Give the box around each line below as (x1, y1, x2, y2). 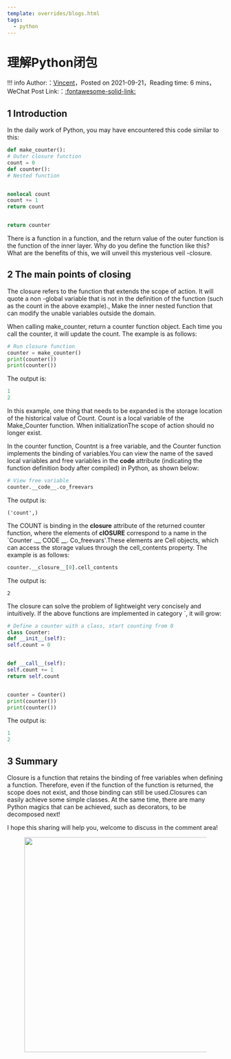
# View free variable (7, 478, 69, 484)
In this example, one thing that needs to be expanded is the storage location (7, 407, 222, 415)
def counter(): (7, 166, 51, 173)
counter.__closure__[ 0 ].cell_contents (7, 564, 118, 571)
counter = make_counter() (7, 349, 81, 356)
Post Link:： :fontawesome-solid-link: (31, 87, 136, 96)
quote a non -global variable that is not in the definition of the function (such (7, 294, 223, 303)
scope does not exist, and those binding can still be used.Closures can (7, 789, 208, 796)
